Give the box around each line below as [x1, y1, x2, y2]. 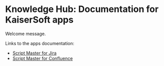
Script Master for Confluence [12, 55, 73, 61]
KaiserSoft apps [5, 14, 74, 25]
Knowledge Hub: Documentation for [5, 3, 159, 15]
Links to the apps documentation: [5, 40, 74, 46]
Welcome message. [5, 30, 46, 36]
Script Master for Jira [12, 50, 57, 56]
